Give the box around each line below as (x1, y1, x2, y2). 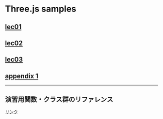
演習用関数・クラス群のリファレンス (5, 95, 114, 104)
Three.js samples (5, 3, 77, 15)
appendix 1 (5, 72, 39, 80)
